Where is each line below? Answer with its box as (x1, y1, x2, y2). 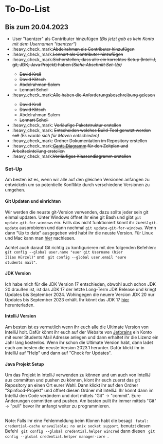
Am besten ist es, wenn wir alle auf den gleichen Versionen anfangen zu (5, 177, 150, 183)
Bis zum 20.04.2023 (5, 23, 69, 31)
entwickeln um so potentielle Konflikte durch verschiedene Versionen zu (5, 182, 150, 188)
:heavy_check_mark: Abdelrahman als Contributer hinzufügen (12, 46, 135, 52)
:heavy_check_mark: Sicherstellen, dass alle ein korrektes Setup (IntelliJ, (12, 57, 157, 62)
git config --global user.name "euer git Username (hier (5, 250, 123, 254)
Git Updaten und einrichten (5, 198, 61, 204)
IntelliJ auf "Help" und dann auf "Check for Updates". (5, 350, 112, 356)
